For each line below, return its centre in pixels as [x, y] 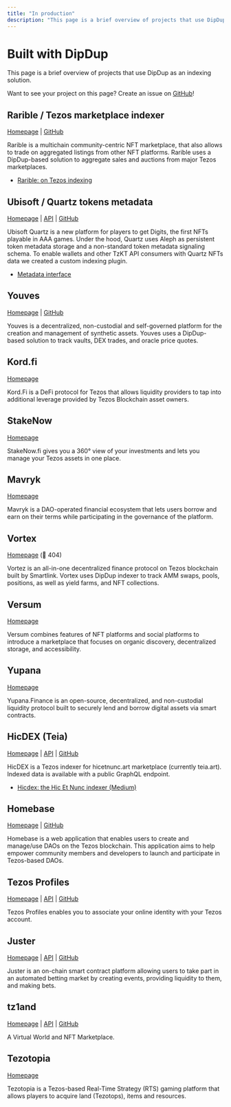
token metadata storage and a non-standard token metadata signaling [106, 246]
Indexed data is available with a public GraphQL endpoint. [89, 774]
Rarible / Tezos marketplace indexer [86, 115]
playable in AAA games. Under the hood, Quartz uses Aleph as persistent [111, 239]
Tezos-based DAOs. [35, 861]
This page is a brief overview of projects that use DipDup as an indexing [109, 73]
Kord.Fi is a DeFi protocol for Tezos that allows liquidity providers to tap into [114, 392]
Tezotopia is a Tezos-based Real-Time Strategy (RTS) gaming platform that [113, 1088]
